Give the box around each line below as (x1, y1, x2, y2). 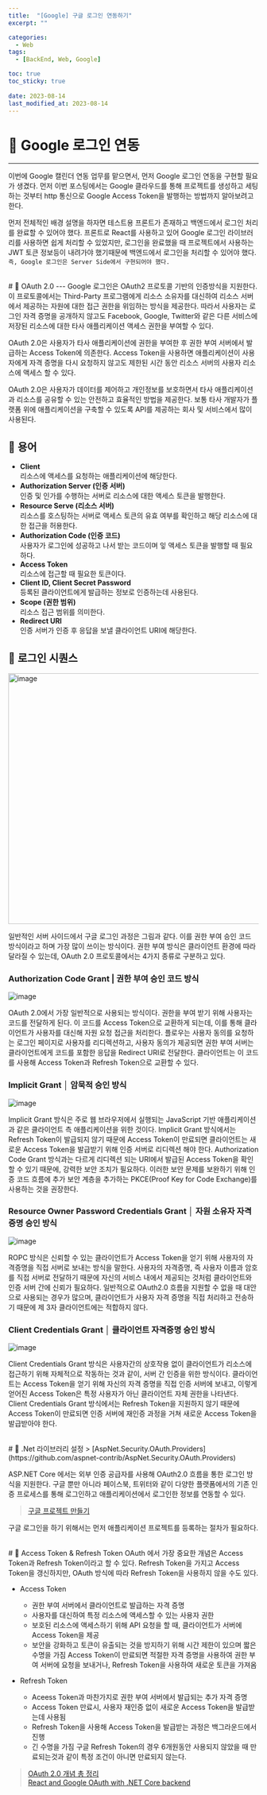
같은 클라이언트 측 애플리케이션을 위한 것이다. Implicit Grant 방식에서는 (16, 1124, 237, 1134)
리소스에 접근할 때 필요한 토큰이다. (19, 569, 126, 578)
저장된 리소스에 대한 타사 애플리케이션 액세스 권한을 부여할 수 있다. (8, 321, 214, 331)
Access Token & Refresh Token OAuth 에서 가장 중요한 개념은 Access (21, 1549, 244, 1558)
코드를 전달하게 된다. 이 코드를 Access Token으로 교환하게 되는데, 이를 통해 (8, 1018, 243, 1027)
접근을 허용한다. (28, 521, 78, 531)
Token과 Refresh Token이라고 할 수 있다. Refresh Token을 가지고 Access (8, 1558, 240, 1568)
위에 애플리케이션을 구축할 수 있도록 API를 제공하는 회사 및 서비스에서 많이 (22, 404, 253, 414)
